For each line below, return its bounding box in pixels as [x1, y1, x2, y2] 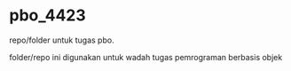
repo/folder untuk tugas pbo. [9, 35, 114, 45]
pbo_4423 [9, 5, 86, 26]
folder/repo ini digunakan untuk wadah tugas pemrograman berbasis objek [9, 51, 283, 62]
